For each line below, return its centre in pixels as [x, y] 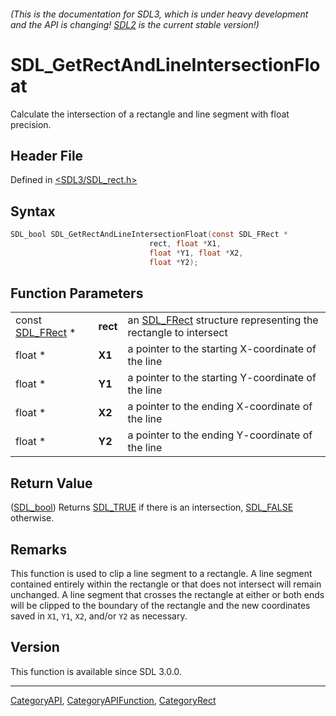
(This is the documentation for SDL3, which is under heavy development [159, 14]
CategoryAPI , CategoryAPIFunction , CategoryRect [113, 700]
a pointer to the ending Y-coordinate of [220, 435]
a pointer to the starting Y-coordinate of [222, 378]
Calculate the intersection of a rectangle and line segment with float [150, 114]
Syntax [33, 211]
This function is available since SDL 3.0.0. [96, 671]
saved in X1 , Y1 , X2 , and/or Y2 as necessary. [99, 616]
